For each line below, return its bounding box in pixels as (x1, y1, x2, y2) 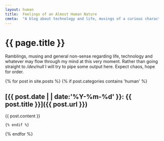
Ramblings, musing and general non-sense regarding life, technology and (5, 53, 153, 59)
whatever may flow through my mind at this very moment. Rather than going (5, 59, 158, 64)
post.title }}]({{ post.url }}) (5, 100, 88, 108)
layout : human (5, 7, 34, 12)
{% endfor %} (5, 131, 33, 137)
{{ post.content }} (5, 113, 41, 119)
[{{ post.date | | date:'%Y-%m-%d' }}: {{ (5, 92, 132, 101)
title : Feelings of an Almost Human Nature (5, 12, 97, 17)
